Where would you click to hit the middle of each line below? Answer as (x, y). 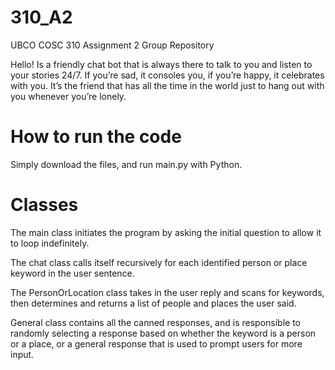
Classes (44, 205)
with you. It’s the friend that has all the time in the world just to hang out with (167, 85)
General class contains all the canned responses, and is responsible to (155, 322)
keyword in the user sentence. (72, 273)
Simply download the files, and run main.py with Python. (126, 164)
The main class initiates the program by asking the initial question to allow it (166, 232)
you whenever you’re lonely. (68, 96)
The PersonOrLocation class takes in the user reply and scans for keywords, (167, 292)
